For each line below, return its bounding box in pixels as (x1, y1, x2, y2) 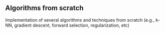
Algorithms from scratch (5, 4, 84, 12)
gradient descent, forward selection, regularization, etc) (14, 22, 129, 28)
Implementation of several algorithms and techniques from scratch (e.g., (5, 17, 154, 23)
